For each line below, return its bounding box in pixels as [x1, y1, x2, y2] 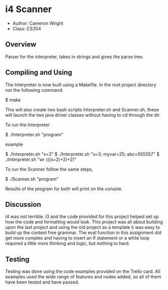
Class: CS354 [12, 25, 41, 31]
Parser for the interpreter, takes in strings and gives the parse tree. [5, 53, 144, 60]
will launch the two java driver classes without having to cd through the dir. [5, 112, 161, 118]
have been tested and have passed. [5, 279, 80, 285]
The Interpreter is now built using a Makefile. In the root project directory [5, 82, 156, 88]
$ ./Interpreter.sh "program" [5, 131, 64, 137]
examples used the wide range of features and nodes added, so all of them [5, 274, 161, 280]
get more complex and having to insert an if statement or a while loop [5, 235, 150, 241]
